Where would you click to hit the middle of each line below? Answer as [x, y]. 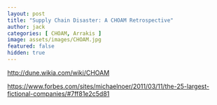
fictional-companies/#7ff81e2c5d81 [58, 93]
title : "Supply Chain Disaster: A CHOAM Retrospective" [90, 20]
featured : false [31, 46]
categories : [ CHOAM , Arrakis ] [54, 33]
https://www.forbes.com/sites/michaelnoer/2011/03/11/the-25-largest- [108, 86]
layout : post [26, 14]
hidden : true [26, 53]
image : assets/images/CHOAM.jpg [54, 40]
